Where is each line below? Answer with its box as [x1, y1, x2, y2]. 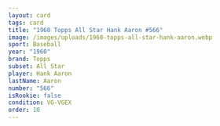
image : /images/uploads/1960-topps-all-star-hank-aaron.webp [8, 33, 213, 41]
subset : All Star [8, 63, 65, 70]
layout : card [8, 11, 51, 20]
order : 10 [8, 106, 41, 114]
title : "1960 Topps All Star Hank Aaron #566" [8, 26, 163, 34]
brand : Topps [8, 56, 51, 63]
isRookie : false [8, 92, 61, 99]
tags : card [8, 19, 44, 27]
